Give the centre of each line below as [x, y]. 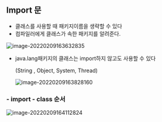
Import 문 [24, 10]
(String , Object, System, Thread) [56, 70]
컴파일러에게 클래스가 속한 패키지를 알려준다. [68, 33]
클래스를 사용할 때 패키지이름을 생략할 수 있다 [69, 26]
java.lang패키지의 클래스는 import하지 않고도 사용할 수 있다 [85, 58]
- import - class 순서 [36, 99]
